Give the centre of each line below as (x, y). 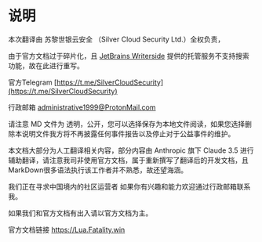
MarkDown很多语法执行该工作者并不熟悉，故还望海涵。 (98, 170)
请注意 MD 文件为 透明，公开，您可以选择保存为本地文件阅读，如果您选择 (127, 124)
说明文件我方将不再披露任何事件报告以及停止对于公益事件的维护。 (128, 133)
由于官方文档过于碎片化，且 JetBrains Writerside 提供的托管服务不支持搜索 (129, 56)
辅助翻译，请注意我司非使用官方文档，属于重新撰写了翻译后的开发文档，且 (128, 160)
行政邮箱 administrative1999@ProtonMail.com (82, 107)
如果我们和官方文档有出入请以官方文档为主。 (80, 213)
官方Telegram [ (33, 82)
